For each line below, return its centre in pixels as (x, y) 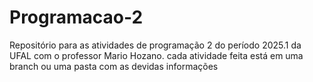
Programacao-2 (76, 17)
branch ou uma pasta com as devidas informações (114, 66)
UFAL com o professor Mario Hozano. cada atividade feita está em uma (156, 55)
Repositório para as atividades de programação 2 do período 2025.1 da (155, 45)
